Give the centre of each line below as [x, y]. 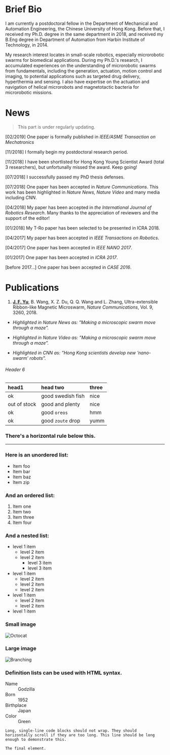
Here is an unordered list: [37, 455]
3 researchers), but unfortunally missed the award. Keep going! [71, 167]
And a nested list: [27, 536]
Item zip [21, 482]
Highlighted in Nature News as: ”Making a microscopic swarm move [84, 322]
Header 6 [15, 370]
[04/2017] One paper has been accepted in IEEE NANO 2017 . [69, 247]
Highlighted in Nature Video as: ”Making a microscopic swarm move [84, 337]
